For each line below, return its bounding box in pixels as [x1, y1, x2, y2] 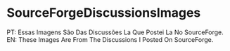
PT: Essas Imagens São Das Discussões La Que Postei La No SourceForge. [6, 28, 224, 36]
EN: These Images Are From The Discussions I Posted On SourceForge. [6, 35, 214, 43]
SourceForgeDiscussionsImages [6, 5, 201, 21]
